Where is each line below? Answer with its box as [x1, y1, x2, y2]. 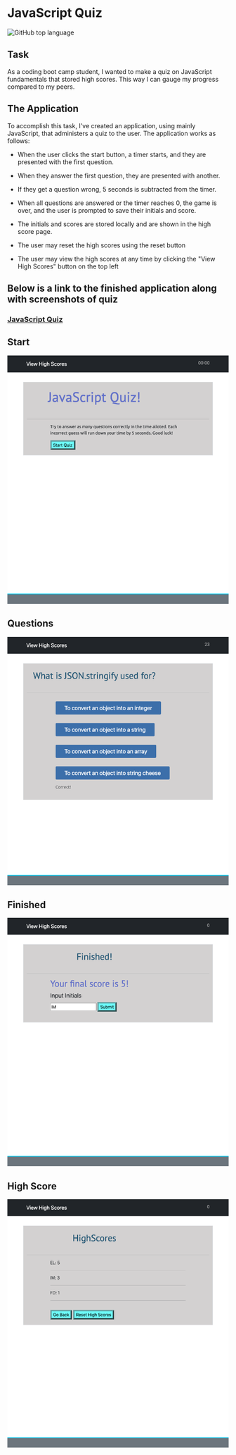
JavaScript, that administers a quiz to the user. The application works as [7, 129, 216, 137]
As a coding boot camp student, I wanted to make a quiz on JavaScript [7, 67, 212, 75]
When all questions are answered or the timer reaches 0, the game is [17, 199, 217, 207]
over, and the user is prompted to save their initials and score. [17, 206, 197, 214]
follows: [7, 136, 30, 145]
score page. [17, 227, 53, 235]
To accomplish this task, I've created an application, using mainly [7, 121, 196, 130]
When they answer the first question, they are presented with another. [17, 171, 221, 180]
